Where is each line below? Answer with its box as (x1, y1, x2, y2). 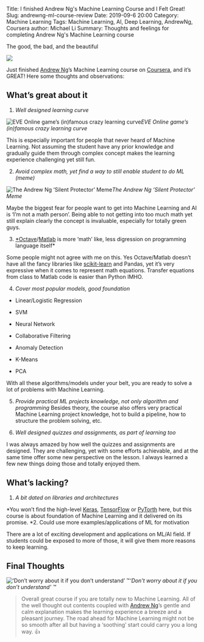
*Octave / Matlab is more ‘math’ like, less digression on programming (15, 235, 187, 242)
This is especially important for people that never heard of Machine (6, 136, 175, 144)
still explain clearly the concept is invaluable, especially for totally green (6, 217, 187, 224)
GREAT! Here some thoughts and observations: (6, 72, 125, 80)
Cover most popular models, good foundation (15, 284, 130, 292)
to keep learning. (6, 543, 49, 551)
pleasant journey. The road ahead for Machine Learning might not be (21, 615, 194, 622)
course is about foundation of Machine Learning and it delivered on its (6, 512, 183, 520)
